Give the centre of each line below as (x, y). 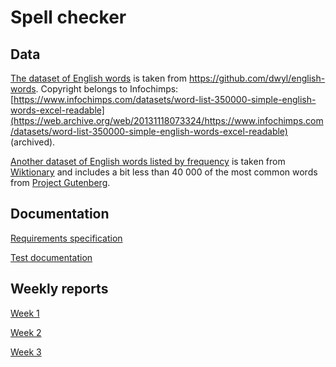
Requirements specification (66, 238)
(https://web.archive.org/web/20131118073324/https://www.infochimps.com (167, 120)
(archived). (33, 142)
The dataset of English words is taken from (98, 78)
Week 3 (26, 352)
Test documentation (51, 257)
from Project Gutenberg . (60, 182)
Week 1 (25, 313)
